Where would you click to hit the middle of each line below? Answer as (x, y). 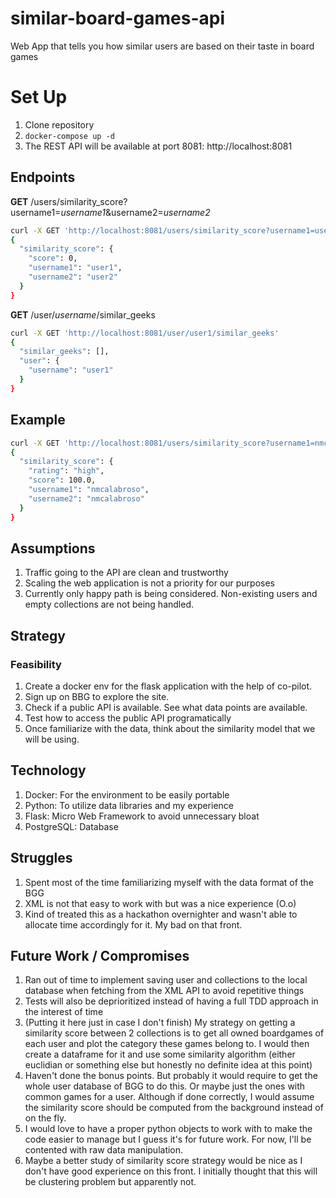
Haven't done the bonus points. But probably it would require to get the (171, 1076)
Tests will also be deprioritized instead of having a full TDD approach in (171, 1001)
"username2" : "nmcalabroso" (86, 498)
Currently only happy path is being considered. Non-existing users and (171, 594)
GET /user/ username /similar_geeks (83, 314)
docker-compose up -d (69, 136)
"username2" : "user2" (73, 277)
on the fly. (45, 1118)
